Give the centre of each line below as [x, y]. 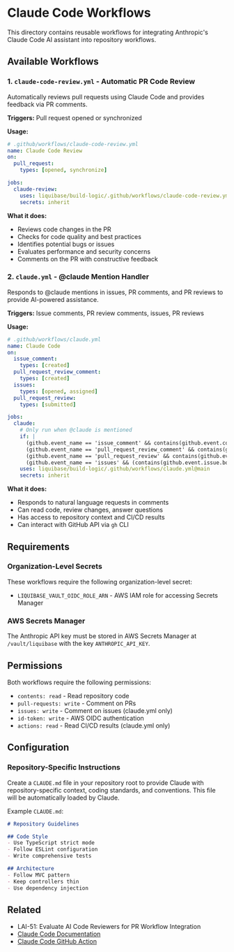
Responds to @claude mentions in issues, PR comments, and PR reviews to [115, 292]
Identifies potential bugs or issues [66, 244]
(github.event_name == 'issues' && [77, 463]
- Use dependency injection [48, 888]
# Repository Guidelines [43, 824]
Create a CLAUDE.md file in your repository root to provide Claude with [106, 782]
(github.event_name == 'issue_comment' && [88, 443]
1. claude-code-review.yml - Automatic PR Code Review [101, 82]
